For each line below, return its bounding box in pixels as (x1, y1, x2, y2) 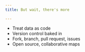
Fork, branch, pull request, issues (12, 36, 81, 42)
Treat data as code (12, 25, 51, 31)
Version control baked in (12, 30, 62, 36)
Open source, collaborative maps (12, 41, 80, 47)
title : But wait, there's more (5, 7, 70, 12)
